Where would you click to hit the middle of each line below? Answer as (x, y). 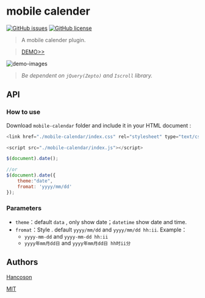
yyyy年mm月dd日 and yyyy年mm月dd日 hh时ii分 (77, 243)
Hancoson (19, 277)
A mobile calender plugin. (53, 40)
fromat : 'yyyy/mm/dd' (45, 187)
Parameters (24, 208)
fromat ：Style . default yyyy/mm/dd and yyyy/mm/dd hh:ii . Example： (101, 230)
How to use (23, 112)
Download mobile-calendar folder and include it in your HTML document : (99, 125)
